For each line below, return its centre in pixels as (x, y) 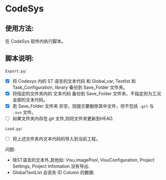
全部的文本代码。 (30, 100)
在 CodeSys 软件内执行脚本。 (35, 41)
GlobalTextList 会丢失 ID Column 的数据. (53, 173)
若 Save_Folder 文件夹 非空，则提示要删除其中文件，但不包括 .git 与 (83, 106)
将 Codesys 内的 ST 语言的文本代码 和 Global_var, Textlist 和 (74, 81)
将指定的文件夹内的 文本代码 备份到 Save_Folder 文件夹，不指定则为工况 (87, 93)
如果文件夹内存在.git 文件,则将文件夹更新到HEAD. (63, 118)
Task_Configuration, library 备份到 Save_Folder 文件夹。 (70, 87)
